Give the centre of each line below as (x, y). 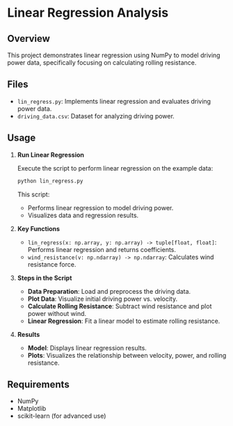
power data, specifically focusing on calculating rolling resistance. (102, 63)
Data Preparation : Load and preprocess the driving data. (109, 291)
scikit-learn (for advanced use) (62, 416)
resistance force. (52, 264)
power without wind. (57, 313)
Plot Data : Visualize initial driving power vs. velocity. (103, 299)
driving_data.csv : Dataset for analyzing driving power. (96, 116)
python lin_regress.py (50, 181)
